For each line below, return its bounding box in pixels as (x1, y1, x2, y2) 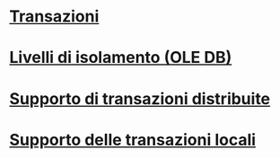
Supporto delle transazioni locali (9, 129, 257, 150)
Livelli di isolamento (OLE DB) (9, 48, 232, 68)
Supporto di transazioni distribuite (9, 88, 271, 109)
